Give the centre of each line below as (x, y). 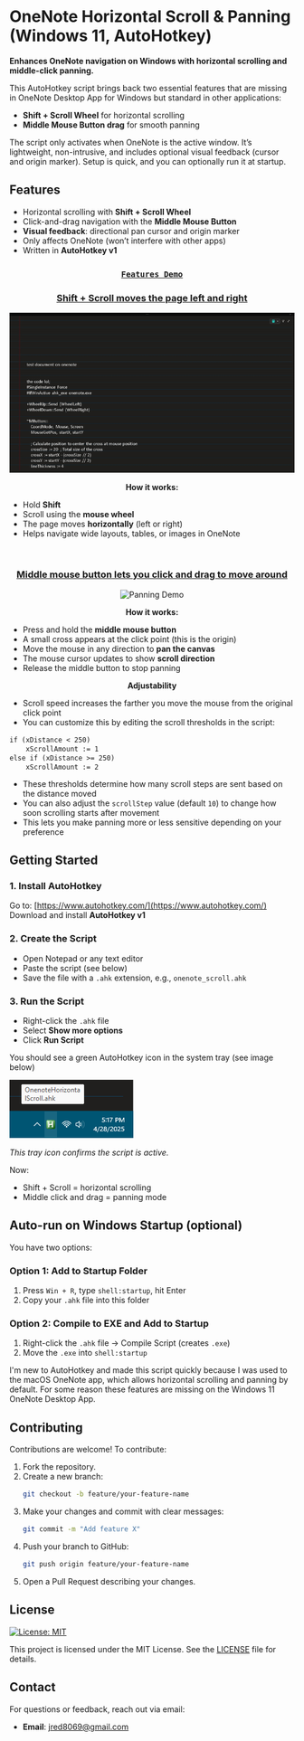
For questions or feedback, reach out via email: (97, 1709)
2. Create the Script (53, 939)
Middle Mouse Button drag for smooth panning (111, 125)
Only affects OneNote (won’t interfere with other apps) (124, 241)
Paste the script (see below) (75, 968)
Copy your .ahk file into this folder (86, 1301)
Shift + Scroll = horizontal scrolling (87, 1187)
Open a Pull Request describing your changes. (109, 1581)
